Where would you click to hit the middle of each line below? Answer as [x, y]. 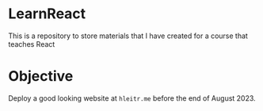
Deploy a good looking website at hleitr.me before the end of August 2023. [132, 98]
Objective [41, 77]
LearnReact [47, 14]
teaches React [32, 44]
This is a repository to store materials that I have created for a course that [128, 36]
